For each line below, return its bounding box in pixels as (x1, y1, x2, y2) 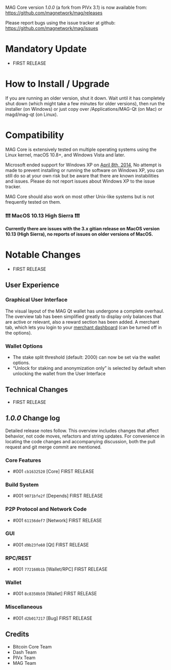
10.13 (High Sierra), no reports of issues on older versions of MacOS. (5, 231, 153, 238)
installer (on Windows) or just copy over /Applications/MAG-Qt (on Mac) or (5, 106, 162, 112)
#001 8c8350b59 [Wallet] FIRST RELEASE (12, 590, 97, 597)
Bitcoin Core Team (12, 643, 52, 649)
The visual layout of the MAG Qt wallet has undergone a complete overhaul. (5, 308, 164, 314)
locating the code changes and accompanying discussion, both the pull (5, 438, 156, 444)
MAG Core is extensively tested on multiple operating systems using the (5, 146, 157, 152)
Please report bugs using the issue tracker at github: (5, 20, 116, 26)
